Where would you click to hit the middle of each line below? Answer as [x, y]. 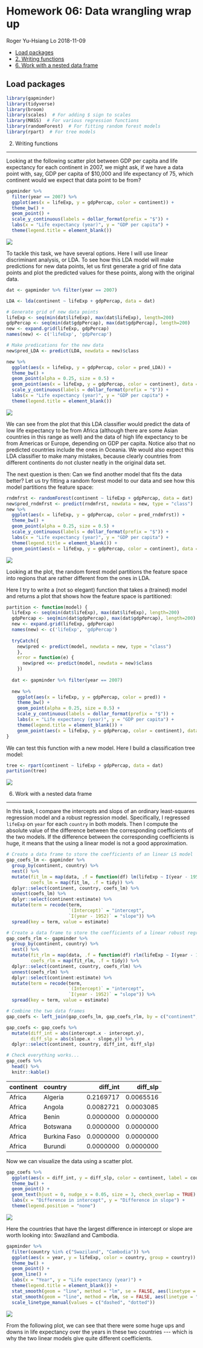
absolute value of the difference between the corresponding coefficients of [100, 830]
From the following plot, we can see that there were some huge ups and [96, 1325]
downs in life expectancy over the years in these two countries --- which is [100, 1332]
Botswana [57, 1126]
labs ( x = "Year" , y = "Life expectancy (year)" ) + [77, 1280]
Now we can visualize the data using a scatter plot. [70, 1161]
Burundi [55, 1146]
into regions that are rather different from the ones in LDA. [79, 578]
